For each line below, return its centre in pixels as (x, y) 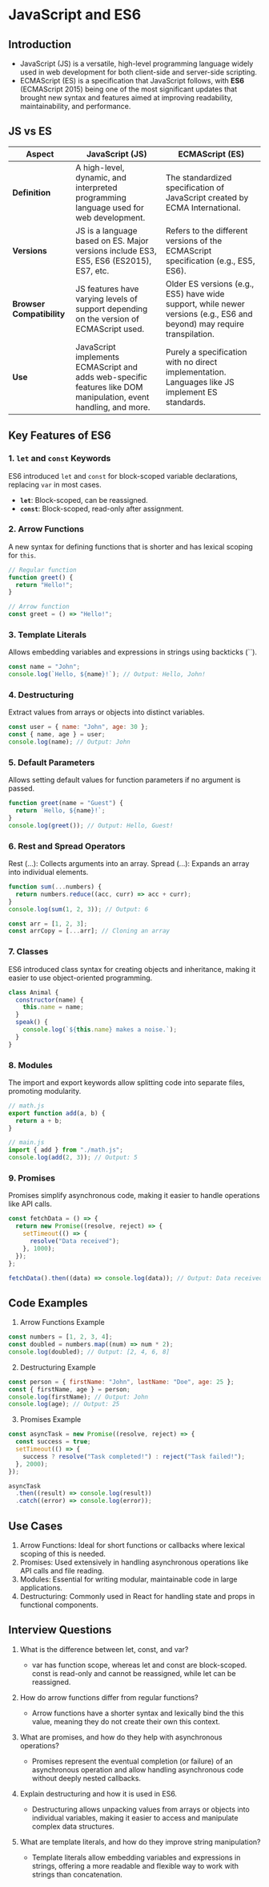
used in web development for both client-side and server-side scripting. (139, 72)
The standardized (199, 177)
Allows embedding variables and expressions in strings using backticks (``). (133, 652)
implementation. (196, 372)
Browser (29, 304)
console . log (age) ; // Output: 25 (64, 1404)
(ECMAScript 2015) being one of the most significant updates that (128, 89)
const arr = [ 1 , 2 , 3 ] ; (48, 924)
